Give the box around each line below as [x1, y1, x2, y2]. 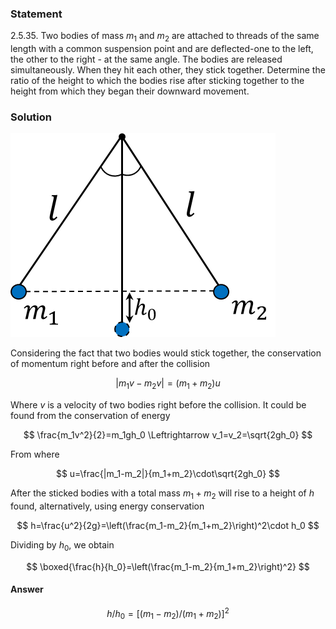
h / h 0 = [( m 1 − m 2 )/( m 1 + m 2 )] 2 [106, 605, 230, 622]
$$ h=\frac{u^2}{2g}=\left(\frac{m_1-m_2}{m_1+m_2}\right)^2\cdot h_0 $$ [16, 519, 320, 531]
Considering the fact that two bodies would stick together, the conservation [10, 347, 322, 359]
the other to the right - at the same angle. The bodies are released [10, 53, 283, 66]
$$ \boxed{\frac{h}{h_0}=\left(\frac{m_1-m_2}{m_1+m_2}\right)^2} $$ [26, 560, 310, 572]
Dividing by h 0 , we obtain [10, 538, 115, 553]
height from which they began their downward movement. [10, 85, 250, 97]
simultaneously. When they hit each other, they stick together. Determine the [10, 64, 326, 76]
